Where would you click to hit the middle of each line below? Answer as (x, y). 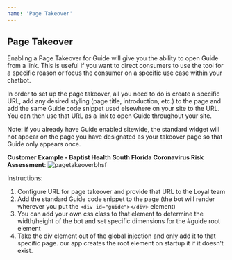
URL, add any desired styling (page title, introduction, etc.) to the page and (114, 101)
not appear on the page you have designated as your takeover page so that (115, 137)
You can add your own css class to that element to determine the (110, 214)
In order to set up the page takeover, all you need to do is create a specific (114, 94)
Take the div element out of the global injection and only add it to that (117, 236)
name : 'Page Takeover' (40, 14)
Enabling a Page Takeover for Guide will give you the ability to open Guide (113, 58)
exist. (25, 251)
